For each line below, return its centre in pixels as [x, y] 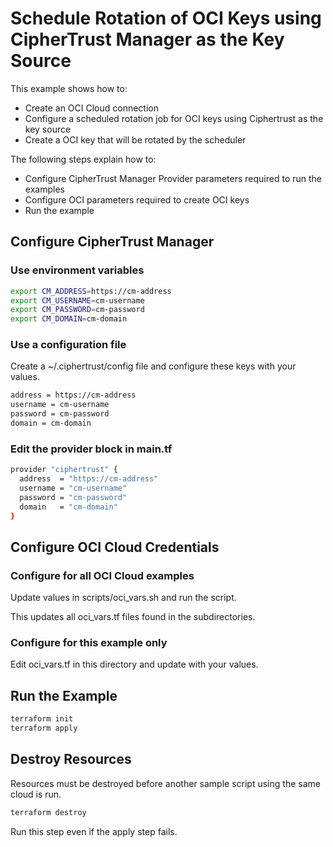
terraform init [42, 719]
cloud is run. [36, 794]
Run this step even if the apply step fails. [94, 831]
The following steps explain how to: [83, 159]
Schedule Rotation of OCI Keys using [166, 18]
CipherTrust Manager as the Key [147, 39]
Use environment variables [77, 270]
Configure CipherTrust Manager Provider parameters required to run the [173, 178]
